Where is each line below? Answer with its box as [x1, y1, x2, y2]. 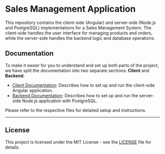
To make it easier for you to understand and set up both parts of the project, [5, 62, 159, 68]
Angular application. [12, 87, 53, 93]
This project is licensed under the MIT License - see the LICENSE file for [5, 139, 151, 145]
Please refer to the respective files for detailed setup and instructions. [5, 107, 146, 113]
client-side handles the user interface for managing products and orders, [5, 30, 153, 36]
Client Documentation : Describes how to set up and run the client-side [12, 82, 155, 88]
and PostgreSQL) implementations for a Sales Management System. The [5, 24, 152, 30]
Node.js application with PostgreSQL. [22, 98, 98, 104]
